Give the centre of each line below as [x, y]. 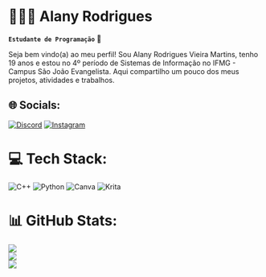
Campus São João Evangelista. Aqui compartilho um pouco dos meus [124, 71]
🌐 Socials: [35, 105]
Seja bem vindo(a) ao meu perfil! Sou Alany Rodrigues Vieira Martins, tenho [133, 54]
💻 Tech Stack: [58, 158]
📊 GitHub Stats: [63, 220]
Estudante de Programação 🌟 [55, 39]
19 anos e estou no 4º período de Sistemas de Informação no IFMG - [122, 63]
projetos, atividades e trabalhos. [61, 80]
